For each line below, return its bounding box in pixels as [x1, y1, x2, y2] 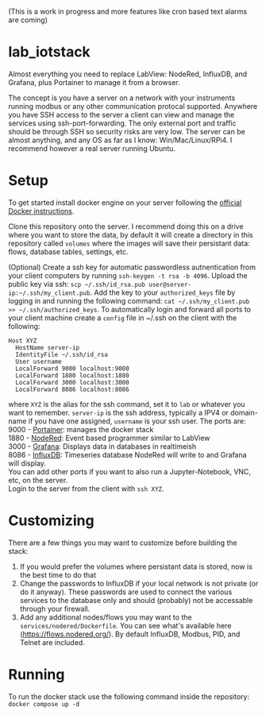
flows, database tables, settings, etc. [8, 246, 129, 257]
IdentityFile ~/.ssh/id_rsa [15, 350, 109, 358]
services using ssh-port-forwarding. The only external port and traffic [8, 118, 237, 128]
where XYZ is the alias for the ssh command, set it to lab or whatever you [8, 399, 245, 408]
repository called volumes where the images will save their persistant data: [8, 238, 250, 248]
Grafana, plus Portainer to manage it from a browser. [8, 77, 180, 87]
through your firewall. [19, 604, 91, 613]
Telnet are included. [19, 637, 85, 647]
